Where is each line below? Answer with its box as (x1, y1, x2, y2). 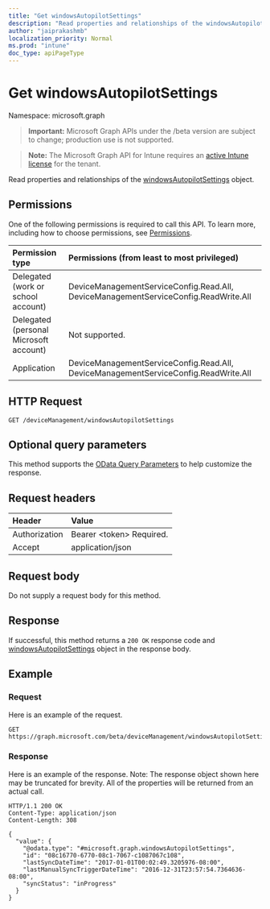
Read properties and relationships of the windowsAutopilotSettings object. (8, 174, 255, 184)
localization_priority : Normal (8, 34, 113, 43)
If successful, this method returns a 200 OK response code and (8, 635, 215, 645)
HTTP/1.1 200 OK (8, 802, 63, 810)
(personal (12, 324, 49, 335)
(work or (12, 280, 45, 292)
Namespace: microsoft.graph (8, 110, 105, 120)
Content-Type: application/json (8, 809, 117, 817)
